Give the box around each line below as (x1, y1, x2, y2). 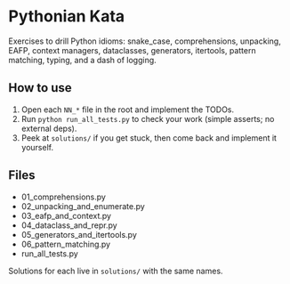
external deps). (20, 123, 77, 134)
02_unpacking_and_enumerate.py (20, 200, 146, 211)
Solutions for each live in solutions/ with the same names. (8, 265, 223, 276)
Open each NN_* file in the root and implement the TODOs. (20, 104, 235, 115)
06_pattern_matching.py (20, 239, 111, 249)
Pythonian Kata (8, 6, 125, 27)
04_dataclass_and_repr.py (20, 220, 117, 231)
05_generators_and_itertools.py (20, 229, 137, 239)
